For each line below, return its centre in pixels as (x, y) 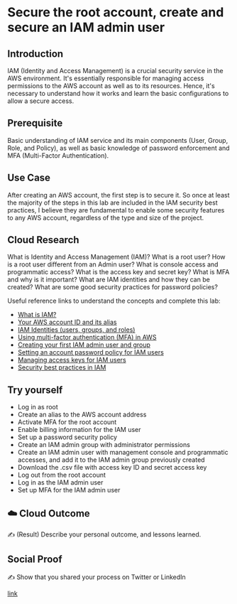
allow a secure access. (41, 101)
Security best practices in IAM (62, 367)
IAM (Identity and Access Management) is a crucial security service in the (115, 71)
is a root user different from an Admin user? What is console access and (113, 264)
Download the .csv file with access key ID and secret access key (112, 468)
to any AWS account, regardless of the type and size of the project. (106, 217)
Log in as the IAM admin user (60, 482)
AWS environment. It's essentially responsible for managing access (106, 78)
